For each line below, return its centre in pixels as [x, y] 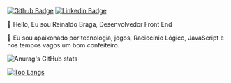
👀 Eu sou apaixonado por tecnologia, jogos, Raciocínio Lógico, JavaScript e [116, 38]
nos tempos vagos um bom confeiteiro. [64, 45]
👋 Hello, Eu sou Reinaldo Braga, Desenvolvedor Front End [90, 24]
